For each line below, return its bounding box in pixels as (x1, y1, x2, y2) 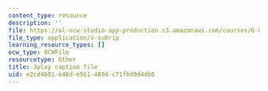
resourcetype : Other (8, 56, 77, 64)
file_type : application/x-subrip (8, 33, 120, 42)
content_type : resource (8, 11, 88, 20)
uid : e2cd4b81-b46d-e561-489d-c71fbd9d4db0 (8, 70, 156, 78)
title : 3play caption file (8, 63, 98, 71)
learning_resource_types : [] (8, 41, 105, 49)
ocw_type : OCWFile (8, 48, 69, 56)
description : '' (8, 19, 62, 27)
